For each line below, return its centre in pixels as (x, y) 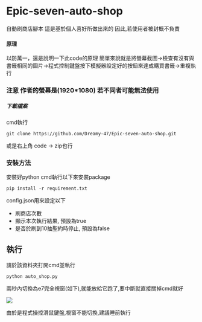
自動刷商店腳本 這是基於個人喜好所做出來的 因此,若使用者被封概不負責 (93, 28)
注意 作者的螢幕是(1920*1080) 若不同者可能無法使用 (83, 91)
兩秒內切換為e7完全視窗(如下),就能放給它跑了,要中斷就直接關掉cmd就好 (95, 289)
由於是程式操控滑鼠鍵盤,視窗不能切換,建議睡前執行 (69, 313)
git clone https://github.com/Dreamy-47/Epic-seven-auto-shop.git (91, 134)
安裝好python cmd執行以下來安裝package (58, 177)
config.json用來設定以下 (36, 201)
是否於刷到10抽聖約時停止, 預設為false (62, 228)
